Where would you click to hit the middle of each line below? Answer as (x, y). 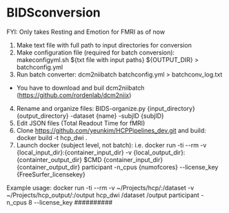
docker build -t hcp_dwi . (52, 138)
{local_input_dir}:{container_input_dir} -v (74, 152)
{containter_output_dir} (49, 159)
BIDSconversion (53, 13)
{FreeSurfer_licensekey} (51, 174)
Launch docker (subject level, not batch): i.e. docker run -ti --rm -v (111, 145)
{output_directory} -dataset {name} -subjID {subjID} (90, 116)
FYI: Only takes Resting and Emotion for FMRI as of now (86, 32)
